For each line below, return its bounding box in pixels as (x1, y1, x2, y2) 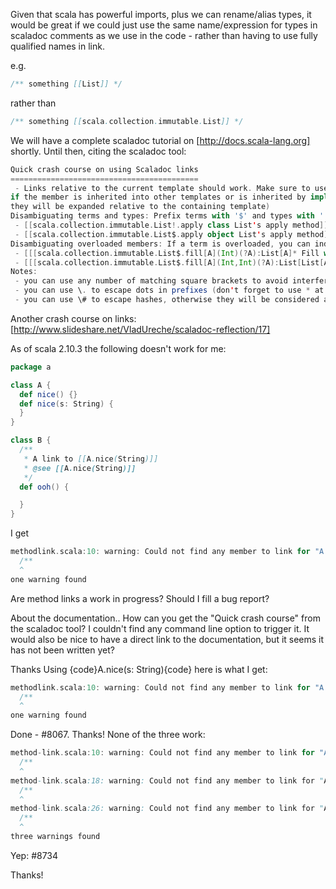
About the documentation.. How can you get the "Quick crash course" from (10, 612, 321, 624)
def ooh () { (19, 482, 70, 492)
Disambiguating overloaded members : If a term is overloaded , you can (10, 239, 311, 249)
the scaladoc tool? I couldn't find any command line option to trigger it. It (10, 622, 310, 634)
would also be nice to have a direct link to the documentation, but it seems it (10, 633, 325, 645)
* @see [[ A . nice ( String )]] (23, 463, 137, 473)
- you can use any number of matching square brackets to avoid (14, 276, 288, 286)
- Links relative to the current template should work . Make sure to (14, 183, 311, 193)
